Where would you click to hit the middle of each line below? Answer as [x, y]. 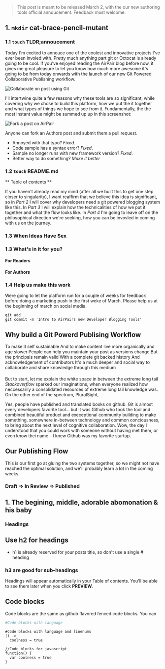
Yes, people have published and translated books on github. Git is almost [79, 404]
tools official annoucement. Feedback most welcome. [71, 12]
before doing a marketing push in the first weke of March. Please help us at [82, 301]
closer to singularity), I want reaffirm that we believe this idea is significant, [81, 197]
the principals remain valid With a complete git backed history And [73, 357]
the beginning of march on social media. [46, 306]
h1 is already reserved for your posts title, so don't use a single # [78, 552]
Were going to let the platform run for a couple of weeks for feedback [76, 295]
